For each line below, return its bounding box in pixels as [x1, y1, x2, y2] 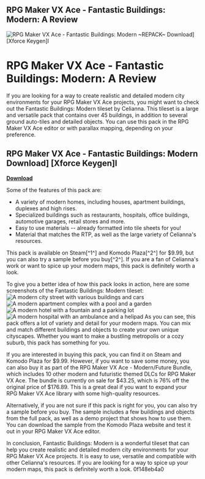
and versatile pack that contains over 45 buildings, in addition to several [6, 111, 188, 119]
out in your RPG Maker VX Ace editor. [6, 428, 101, 435]
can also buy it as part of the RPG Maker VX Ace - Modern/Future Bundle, [6, 363, 193, 371]
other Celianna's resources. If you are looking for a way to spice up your [6, 459, 188, 466]
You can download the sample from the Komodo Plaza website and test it [6, 421, 191, 428]
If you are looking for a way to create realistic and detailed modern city [6, 92, 185, 99]
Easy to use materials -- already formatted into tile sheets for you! [15, 224, 182, 231]
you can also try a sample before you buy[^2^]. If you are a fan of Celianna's [6, 255, 199, 262]
